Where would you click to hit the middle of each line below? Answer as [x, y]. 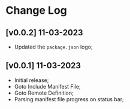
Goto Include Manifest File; [48, 86]
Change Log [36, 10]
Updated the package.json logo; [54, 47]
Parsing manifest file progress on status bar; [69, 99]
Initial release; [31, 80]
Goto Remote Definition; [44, 93]
